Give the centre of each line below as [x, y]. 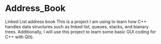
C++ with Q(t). [20, 37]
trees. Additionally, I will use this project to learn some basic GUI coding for [80, 32]
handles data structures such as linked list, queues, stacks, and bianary [77, 26]
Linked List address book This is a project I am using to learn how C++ [76, 22]
